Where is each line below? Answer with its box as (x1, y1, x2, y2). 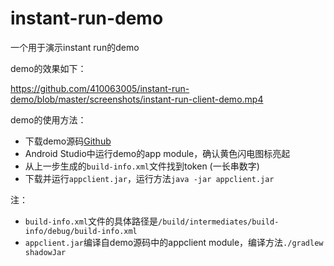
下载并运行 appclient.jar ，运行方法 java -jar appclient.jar (24, 172, 275, 184)
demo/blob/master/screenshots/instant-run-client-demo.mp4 (10, 93, 264, 105)
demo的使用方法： (10, 113, 87, 126)
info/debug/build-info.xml (24, 226, 138, 236)
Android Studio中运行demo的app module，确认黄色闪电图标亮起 (24, 147, 291, 159)
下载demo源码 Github (24, 135, 112, 147)
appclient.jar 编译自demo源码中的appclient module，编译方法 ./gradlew (24, 236, 324, 248)
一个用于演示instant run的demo (10, 41, 140, 53)
